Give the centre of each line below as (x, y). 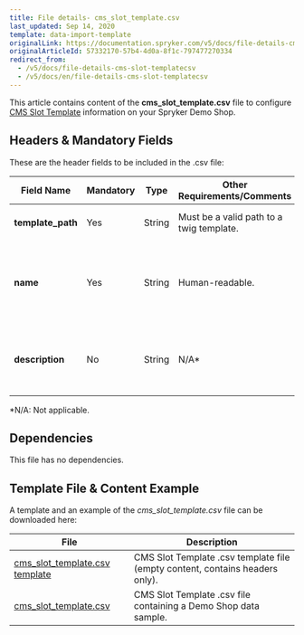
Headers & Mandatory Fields (91, 141)
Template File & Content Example (104, 488)
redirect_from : (38, 60)
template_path (46, 223)
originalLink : (36, 43)
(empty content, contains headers (206, 569)
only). (146, 580)
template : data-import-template (70, 34)
